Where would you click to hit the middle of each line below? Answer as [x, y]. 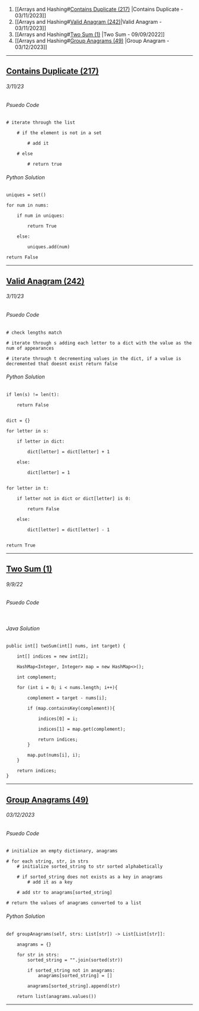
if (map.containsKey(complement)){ [71, 709]
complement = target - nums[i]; [68, 698]
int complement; [37, 677]
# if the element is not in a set [59, 133]
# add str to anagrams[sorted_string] [65, 893]
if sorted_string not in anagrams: [71, 970]
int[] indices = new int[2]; [53, 656]
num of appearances [30, 348]
